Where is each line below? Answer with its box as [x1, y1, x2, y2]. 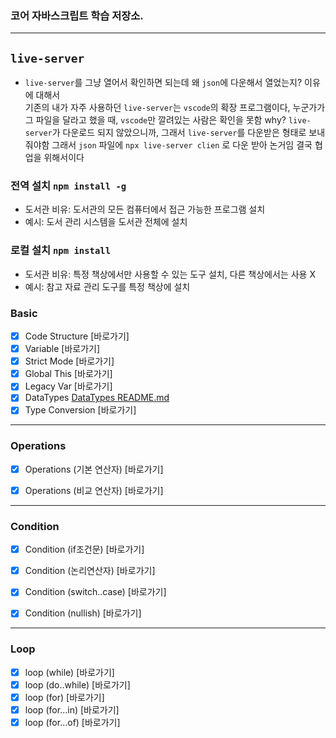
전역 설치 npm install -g [10, 179, 127, 193]
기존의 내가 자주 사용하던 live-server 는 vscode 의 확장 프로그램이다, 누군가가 [24, 102, 326, 114]
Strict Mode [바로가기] [24, 355, 115, 367]
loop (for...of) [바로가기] [24, 716, 121, 728]
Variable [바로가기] [24, 343, 101, 355]
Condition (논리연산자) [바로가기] [24, 565, 156, 577]
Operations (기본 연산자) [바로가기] [24, 463, 164, 475]
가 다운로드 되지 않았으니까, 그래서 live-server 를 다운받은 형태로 [51, 127, 307, 139]
